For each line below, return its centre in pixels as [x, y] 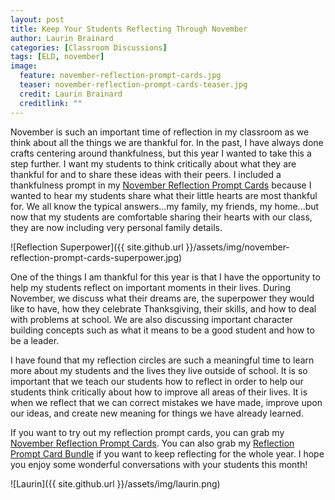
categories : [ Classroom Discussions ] [89, 47]
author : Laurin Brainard [62, 38]
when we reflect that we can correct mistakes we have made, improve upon [166, 402]
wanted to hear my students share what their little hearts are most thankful [164, 195]
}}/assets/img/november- [237, 247]
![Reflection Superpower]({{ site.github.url [97, 247]
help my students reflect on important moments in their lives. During [150, 287]
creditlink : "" [51, 103]
